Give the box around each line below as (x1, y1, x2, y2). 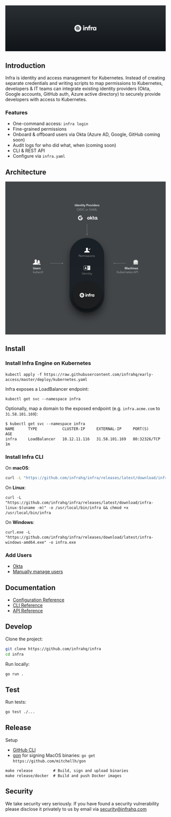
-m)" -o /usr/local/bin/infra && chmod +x (37, 505, 129, 510)
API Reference (12, 607, 43, 614)
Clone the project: (5, 636, 43, 642)
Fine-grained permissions (12, 126, 67, 132)
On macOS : (5, 464, 30, 471)
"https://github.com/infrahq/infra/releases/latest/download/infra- (5, 500, 154, 505)
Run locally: (5, 661, 30, 667)
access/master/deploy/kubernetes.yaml (5, 377, 88, 382)
